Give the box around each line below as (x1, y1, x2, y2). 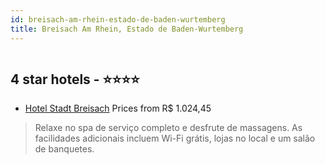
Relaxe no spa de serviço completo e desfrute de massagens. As (34, 122, 303, 134)
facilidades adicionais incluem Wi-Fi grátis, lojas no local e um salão (34, 132, 316, 145)
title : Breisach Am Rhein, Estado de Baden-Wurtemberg (10, 24, 244, 34)
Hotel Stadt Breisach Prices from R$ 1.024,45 (24, 102, 212, 115)
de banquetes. (34, 143, 95, 155)
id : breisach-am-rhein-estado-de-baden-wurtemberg (10, 14, 226, 25)
